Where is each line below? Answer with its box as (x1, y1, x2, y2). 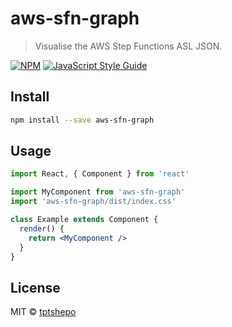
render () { (19, 223, 65, 234)
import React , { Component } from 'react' (10, 169, 190, 179)
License (10, 279, 61, 296)
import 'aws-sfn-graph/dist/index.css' (10, 197, 177, 207)
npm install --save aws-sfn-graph (10, 115, 155, 125)
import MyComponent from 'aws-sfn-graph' (10, 187, 186, 197)
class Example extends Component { (10, 215, 159, 225)
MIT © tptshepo (10, 306, 77, 318)
